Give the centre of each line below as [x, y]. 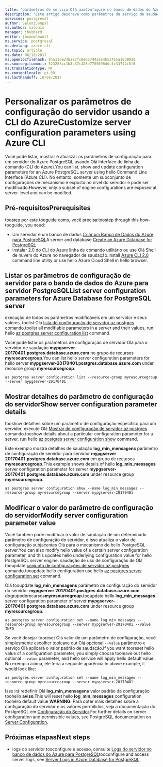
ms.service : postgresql [29, 41]
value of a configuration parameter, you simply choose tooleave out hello [78, 653]
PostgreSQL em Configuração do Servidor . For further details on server [76, 711]
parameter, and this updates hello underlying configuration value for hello [78, 555]
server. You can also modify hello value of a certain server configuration [76, 550]
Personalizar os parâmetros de [68, 102]
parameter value [31, 523]
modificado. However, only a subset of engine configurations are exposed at [81, 187]
